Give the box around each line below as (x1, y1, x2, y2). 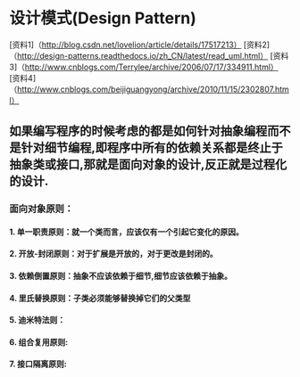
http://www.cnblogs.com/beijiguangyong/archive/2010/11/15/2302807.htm (17, 84, 290, 94)
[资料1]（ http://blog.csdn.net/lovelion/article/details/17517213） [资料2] (9, 39, 271, 50)
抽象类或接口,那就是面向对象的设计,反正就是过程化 (9, 157, 287, 172)
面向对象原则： (9, 202, 74, 215)
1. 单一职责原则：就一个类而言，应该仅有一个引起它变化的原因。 (9, 226, 244, 237)
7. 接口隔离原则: (9, 358, 67, 370)
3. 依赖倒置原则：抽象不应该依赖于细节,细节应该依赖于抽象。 (9, 271, 232, 282)
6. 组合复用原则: (9, 336, 69, 348)
